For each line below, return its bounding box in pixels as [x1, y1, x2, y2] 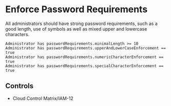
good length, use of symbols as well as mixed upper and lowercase [5, 25, 147, 32]
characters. [5, 31, 30, 37]
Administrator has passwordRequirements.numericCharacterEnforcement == [5, 55, 164, 60]
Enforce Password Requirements [5, 4, 147, 15]
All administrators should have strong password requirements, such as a [5, 20, 158, 26]
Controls [5, 82, 34, 90]
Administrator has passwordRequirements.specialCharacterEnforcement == [5, 63, 164, 68]
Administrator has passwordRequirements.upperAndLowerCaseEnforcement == [5, 45, 166, 50]
